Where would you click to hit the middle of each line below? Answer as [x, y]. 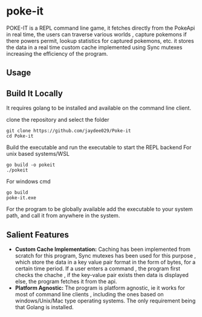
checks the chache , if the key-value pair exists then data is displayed [102, 275]
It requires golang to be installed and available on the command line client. [99, 108]
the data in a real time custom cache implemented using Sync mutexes [94, 47]
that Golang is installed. [44, 307]
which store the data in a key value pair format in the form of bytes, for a [105, 262]
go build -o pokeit [31, 165]
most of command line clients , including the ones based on [90, 294]
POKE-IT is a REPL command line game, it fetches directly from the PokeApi [101, 28]
